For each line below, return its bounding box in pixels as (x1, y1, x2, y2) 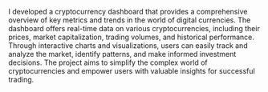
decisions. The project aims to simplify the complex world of (8, 58, 208, 67)
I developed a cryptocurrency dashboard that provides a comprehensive (8, 7, 248, 16)
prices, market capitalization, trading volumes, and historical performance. (8, 32, 255, 42)
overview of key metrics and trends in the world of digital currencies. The (8, 15, 251, 25)
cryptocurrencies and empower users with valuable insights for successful (8, 66, 255, 75)
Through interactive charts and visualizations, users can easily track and (8, 41, 248, 50)
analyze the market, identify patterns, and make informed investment (8, 50, 237, 58)
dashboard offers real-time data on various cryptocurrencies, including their (8, 24, 261, 33)
